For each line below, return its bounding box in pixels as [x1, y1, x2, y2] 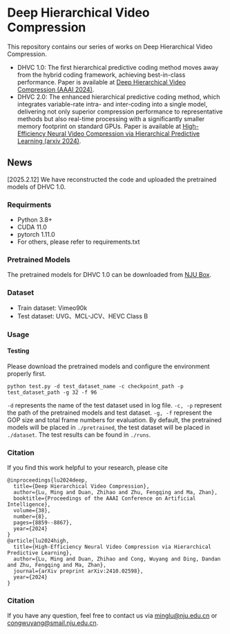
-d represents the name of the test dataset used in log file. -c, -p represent [7, 401, 222, 409]
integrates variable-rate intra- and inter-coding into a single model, [17, 100, 208, 108]
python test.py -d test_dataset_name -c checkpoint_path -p [7, 383, 184, 390]
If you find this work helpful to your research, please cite [7, 464, 168, 472]
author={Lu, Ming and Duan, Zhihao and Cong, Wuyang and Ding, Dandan [13, 556, 221, 563]
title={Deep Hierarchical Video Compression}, [13, 483, 150, 490]
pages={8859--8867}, [13, 519, 73, 527]
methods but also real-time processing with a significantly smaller [17, 114, 205, 123]
